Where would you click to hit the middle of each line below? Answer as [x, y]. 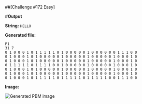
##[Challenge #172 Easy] [30, 7]
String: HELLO [18, 26]
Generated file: [21, 35]
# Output [14, 16]
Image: [12, 87]
